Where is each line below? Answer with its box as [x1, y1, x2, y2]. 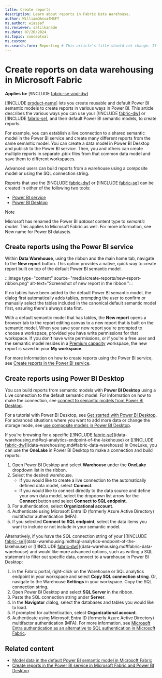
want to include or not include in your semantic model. [12, 524, 121, 530]
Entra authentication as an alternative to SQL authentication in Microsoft [12, 625, 156, 631]
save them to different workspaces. [5, 156, 76, 162]
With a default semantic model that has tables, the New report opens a [5, 315, 147, 321]
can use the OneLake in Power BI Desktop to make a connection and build [5, 447, 153, 453]
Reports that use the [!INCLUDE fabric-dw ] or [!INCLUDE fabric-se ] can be [5, 180, 154, 186]
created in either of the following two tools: [5, 185, 91, 191]
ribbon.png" [5, 280, 29, 287]
